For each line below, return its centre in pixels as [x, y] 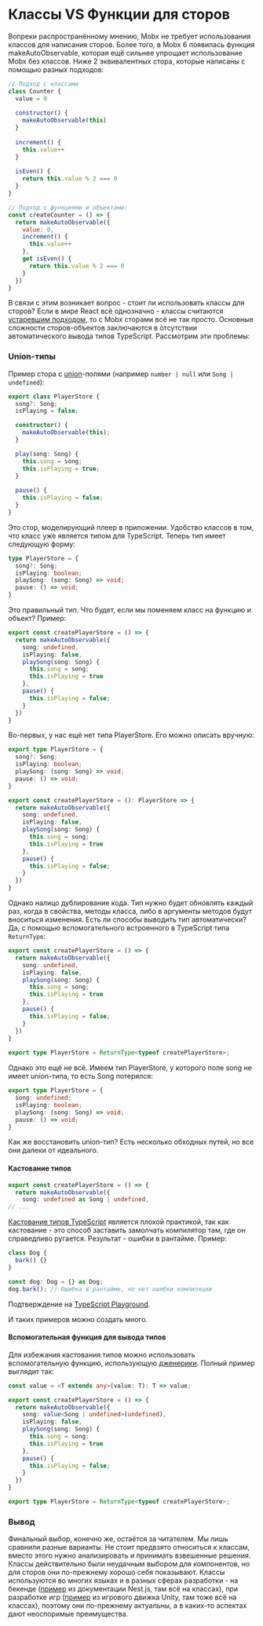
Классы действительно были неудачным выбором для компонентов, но [129, 1564]
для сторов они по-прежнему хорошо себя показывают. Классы [117, 1573]
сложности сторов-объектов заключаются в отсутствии [103, 328]
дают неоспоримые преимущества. [68, 1614]
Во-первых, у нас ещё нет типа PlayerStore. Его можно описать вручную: [131, 735]
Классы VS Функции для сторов [119, 15]
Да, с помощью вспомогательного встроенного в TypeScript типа [119, 928]
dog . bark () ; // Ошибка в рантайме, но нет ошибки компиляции [110, 1289]
